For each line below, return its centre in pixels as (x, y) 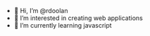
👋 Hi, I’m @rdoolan (41, 11)
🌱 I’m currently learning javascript (63, 25)
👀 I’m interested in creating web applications (78, 18)
